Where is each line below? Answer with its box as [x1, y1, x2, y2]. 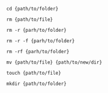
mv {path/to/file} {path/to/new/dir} [6, 59, 103, 65]
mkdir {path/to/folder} [6, 81, 67, 87]
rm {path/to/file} [6, 17, 53, 23]
